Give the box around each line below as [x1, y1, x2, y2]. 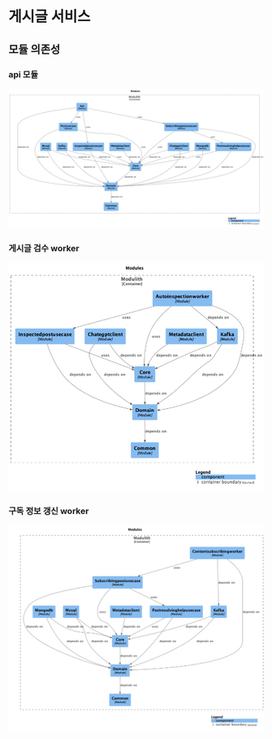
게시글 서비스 [8, 7, 91, 26]
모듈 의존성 [8, 42, 61, 56]
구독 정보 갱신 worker [8, 506, 89, 517]
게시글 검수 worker [8, 243, 80, 254]
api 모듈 [8, 68, 39, 80]
